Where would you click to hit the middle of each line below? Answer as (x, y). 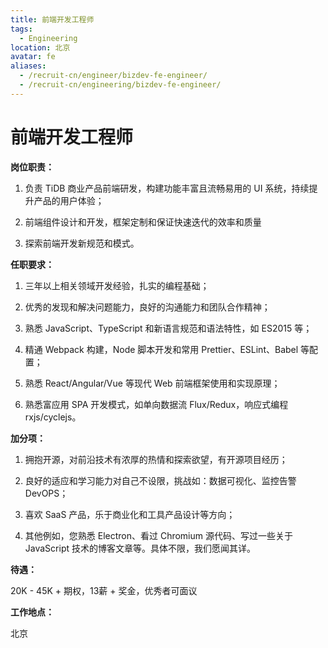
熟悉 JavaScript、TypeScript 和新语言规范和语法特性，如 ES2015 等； (168, 328)
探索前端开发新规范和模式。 (82, 243)
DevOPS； (46, 493)
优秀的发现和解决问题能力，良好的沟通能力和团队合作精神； (147, 307)
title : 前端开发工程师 (52, 19)
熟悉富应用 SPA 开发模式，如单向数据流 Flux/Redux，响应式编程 (156, 404)
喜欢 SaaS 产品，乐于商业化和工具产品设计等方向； (130, 514)
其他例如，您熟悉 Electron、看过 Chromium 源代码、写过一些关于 (158, 535)
